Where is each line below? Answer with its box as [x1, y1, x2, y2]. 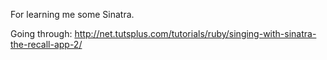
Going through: [10, 28, 73, 39]
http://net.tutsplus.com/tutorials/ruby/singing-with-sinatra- [74, 28, 317, 39]
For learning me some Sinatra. [10, 9, 135, 20]
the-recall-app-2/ [10, 39, 83, 50]
